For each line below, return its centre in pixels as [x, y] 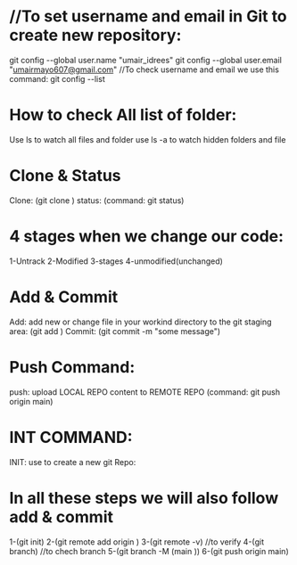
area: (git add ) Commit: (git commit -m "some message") [115, 331]
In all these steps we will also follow [144, 498]
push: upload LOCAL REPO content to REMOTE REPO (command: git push [145, 392]
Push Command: [72, 367]
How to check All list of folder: [123, 115]
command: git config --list [57, 78]
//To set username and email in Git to [148, 16]
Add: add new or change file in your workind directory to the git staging [140, 322]
